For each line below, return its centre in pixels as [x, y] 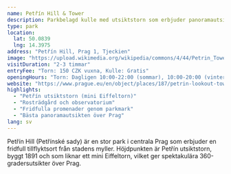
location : [21, 33]
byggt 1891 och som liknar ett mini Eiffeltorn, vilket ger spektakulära [103, 156]
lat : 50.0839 [32, 39]
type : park [23, 26]
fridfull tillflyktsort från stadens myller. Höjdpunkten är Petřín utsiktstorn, [109, 149]
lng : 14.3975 [32, 45]
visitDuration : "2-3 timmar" [49, 64]
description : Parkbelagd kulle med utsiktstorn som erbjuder [97, 20]
